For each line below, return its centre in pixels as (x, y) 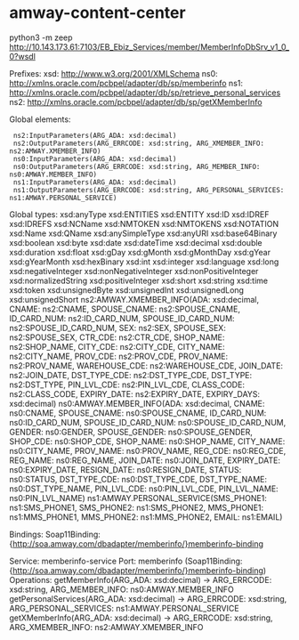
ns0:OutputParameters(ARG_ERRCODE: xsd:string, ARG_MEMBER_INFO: (137, 166)
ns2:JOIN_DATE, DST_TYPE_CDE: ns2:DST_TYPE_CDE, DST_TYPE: (131, 375)
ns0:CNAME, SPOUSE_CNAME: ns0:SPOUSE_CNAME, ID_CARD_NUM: (138, 413)
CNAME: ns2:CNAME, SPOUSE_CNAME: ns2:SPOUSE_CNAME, (125, 309)
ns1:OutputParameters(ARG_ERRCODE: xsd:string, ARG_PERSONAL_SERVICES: (149, 190)
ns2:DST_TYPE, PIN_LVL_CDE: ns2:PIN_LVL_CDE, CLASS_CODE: (127, 385)
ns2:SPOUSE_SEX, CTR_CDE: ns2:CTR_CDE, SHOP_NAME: (117, 337)
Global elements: (40, 119)
